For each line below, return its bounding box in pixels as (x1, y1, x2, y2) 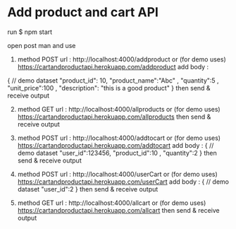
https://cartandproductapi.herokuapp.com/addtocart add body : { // (17, 141, 214, 149)
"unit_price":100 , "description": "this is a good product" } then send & (7, 83, 211, 92)
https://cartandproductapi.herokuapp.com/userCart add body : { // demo (17, 177, 229, 186)
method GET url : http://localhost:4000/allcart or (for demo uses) (17, 199, 206, 207)
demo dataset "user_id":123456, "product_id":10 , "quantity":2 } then (17, 148, 217, 157)
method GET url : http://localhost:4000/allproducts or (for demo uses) (17, 105, 221, 113)
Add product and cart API (7, 4, 159, 20)
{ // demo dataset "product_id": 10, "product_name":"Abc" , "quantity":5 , (7, 76, 220, 85)
